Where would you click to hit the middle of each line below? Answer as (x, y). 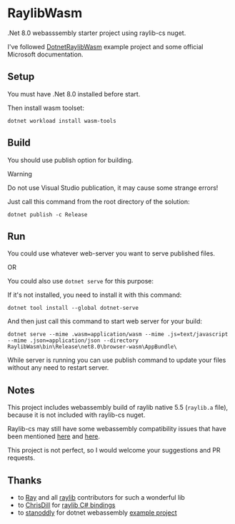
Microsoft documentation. (45, 54)
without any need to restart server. (58, 368)
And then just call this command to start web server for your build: (105, 321)
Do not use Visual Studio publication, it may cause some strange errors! (113, 188)
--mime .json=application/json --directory (73, 341)
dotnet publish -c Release (47, 215)
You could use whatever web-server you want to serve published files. (111, 253)
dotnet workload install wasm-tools (62, 121)
